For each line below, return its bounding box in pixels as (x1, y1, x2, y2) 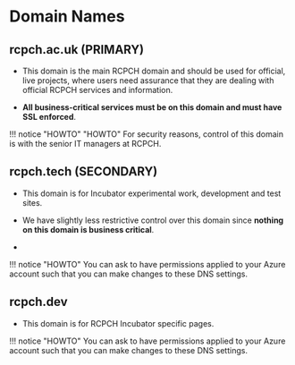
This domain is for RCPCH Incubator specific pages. (21, 318, 215, 328)
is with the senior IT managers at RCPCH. (9, 139, 162, 149)
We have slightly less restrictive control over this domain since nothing (21, 215, 284, 225)
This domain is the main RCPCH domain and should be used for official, (21, 65, 286, 76)
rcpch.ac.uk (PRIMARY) (9, 42, 145, 57)
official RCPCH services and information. (21, 85, 173, 95)
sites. (21, 197, 43, 208)
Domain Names (9, 6, 125, 27)
